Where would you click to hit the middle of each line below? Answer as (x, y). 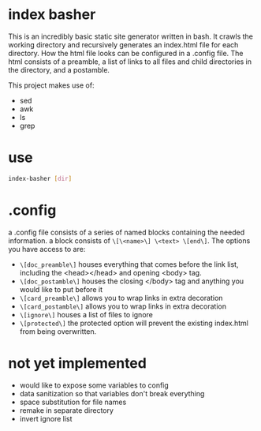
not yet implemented (78, 363)
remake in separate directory (67, 410)
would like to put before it (61, 289)
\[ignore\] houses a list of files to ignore (86, 314)
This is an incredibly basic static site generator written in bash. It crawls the (131, 36)
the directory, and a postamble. (59, 69)
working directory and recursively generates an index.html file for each (123, 44)
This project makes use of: (51, 85)
